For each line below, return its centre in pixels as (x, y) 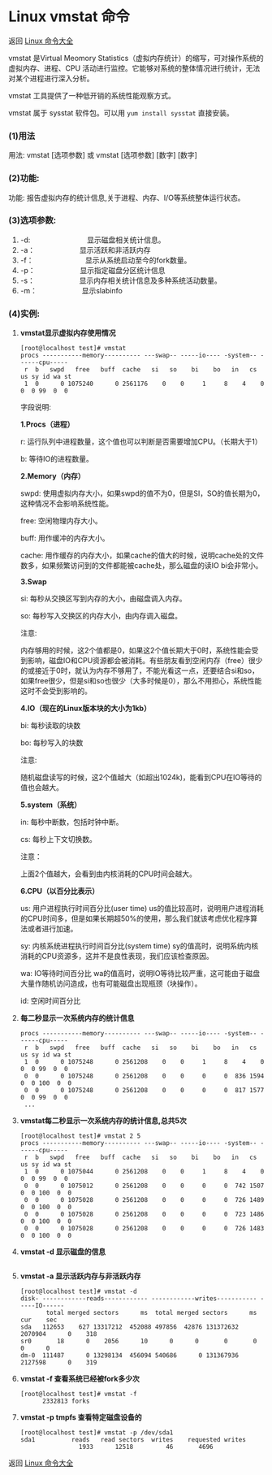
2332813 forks (66, 1401)
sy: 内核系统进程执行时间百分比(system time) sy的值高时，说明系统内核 (139, 946)
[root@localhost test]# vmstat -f (78, 1395)
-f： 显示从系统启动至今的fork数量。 (106, 260)
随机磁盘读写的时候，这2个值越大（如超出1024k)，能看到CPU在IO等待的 (141, 778)
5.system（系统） (51, 805)
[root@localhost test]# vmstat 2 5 (80, 1136)
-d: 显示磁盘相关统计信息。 (93, 240)
